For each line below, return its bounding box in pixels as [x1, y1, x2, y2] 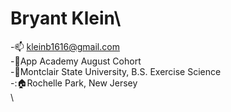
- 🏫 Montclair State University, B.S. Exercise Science [10, 65, 222, 77]
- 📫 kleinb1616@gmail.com [10, 40, 120, 52]
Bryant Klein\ [10, 7, 122, 30]
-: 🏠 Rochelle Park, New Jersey [10, 77, 138, 89]
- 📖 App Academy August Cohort [10, 55, 142, 67]
